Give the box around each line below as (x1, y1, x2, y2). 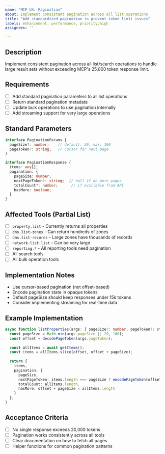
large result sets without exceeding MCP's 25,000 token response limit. (5, 66, 150, 72)
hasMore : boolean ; (14, 187, 52, 192)
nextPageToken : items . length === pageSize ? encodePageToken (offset (18, 377, 162, 382)
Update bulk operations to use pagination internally (12, 104, 116, 110)
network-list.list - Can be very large (12, 240, 90, 246)
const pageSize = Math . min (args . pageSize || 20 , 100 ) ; (9, 331, 124, 336)
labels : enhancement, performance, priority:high (5, 21, 109, 26)
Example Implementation (5, 314, 83, 322)
